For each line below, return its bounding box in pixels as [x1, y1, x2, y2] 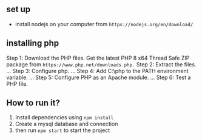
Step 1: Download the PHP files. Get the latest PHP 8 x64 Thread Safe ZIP [6, 54, 190, 61]
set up [6, 4, 31, 15]
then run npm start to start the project [15, 127, 110, 134]
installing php [6, 38, 59, 49]
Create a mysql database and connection [15, 121, 118, 128]
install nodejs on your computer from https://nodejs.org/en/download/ [15, 20, 194, 27]
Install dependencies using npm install [15, 114, 114, 121]
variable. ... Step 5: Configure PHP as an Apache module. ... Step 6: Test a [6, 74, 191, 81]
